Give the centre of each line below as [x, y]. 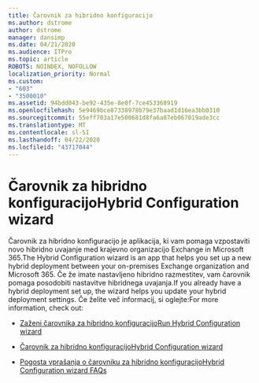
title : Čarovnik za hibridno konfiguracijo [81, 15]
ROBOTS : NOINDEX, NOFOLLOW [52, 67]
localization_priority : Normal [59, 74]
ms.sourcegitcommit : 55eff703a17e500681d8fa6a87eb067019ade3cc [114, 118]
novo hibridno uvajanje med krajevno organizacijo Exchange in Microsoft [126, 249]
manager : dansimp [37, 37]
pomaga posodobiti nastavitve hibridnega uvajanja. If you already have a [125, 283]
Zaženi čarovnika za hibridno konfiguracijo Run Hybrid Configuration [130, 323]
